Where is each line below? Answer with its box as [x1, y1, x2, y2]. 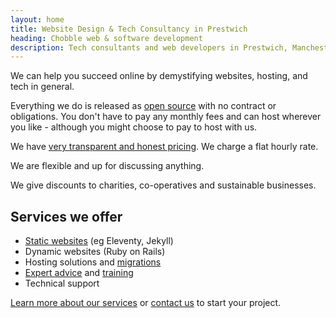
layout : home [10, 14, 65, 25]
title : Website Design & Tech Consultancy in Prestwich [10, 24, 248, 34]
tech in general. [10, 81, 75, 93]
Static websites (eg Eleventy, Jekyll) [24, 235, 174, 247]
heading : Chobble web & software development [10, 33, 203, 43]
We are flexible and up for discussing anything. [10, 160, 205, 172]
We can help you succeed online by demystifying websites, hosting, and [10, 70, 308, 82]
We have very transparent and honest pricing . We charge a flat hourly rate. [10, 141, 319, 153]
